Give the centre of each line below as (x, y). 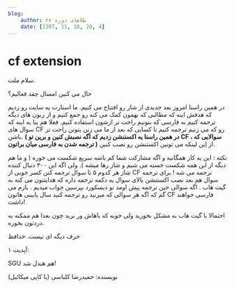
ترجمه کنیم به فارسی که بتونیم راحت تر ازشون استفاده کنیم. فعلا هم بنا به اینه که (112, 122)
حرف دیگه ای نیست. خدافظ (44, 237)
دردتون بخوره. (26, 223)
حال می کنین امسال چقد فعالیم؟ (50, 94)
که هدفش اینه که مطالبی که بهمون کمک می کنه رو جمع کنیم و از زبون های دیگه (110, 115)
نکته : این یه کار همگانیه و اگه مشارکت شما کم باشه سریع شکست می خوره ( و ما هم (117, 158)
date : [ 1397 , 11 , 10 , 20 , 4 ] (63, 26)
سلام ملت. (22, 80)
